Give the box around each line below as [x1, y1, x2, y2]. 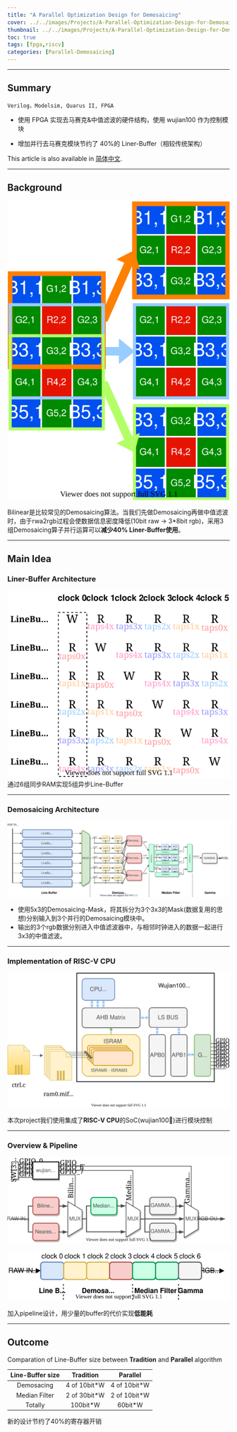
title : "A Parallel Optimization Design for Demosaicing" [7, 11, 181, 18]
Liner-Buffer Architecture [7, 574, 97, 584]
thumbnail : [7, 26, 39, 33]
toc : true [7, 34, 37, 41]
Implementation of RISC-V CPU [7, 956, 116, 966]
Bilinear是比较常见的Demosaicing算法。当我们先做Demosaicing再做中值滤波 [7, 508, 229, 516]
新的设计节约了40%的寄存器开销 [7, 1417, 102, 1426]
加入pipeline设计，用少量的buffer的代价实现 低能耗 [7, 1309, 153, 1317]
